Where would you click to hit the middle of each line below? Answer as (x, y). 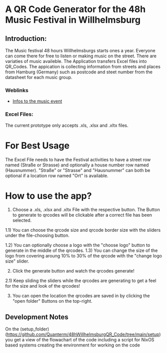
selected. (22, 220)
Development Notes (37, 317)
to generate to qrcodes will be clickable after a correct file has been (82, 215)
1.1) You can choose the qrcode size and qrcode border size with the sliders (83, 230)
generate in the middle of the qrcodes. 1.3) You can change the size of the (81, 250)
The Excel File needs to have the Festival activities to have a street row (78, 159)
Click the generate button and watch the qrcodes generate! (73, 271)
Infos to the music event (37, 101)
